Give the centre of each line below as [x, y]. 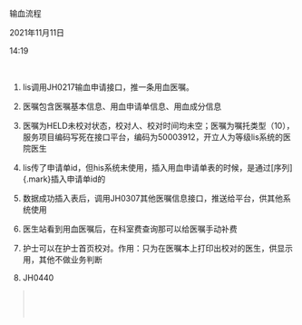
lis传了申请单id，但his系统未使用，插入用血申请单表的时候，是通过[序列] [157, 167]
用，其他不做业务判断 [62, 260]
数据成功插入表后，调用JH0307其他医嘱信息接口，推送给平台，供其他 [153, 198]
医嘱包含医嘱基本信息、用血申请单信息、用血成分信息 [122, 106]
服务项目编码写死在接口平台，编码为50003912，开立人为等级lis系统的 [153, 137]
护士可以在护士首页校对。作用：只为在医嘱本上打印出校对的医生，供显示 [157, 248]
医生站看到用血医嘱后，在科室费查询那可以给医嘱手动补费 [130, 229]
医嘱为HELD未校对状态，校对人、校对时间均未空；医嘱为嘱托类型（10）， [158, 126]
